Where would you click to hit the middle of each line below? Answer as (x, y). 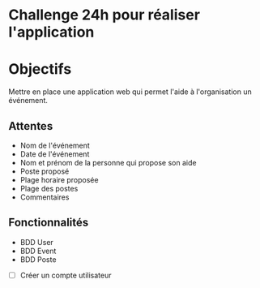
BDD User (37, 242)
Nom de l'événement (55, 145)
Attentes (31, 126)
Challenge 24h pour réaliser (104, 15)
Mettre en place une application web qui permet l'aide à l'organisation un (130, 92)
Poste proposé (45, 171)
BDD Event (38, 251)
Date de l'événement (55, 154)
